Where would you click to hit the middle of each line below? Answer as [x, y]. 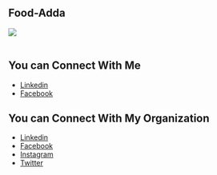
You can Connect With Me [75, 66]
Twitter [32, 163]
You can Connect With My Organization [109, 119]
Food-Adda [37, 13]
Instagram [36, 154]
